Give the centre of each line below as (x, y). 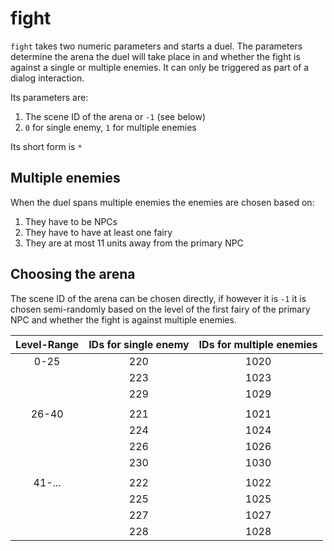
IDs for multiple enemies (258, 344)
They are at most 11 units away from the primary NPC (134, 243)
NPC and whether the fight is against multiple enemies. (123, 319)
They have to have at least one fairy (98, 232)
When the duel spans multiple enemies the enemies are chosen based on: (162, 202)
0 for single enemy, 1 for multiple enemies (110, 127)
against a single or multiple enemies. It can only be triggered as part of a (160, 67)
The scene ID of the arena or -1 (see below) (115, 116)
